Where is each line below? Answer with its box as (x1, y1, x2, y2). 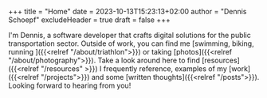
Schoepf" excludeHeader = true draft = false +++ (8, 15, 171, 24)
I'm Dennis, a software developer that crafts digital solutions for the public (8, 31, 251, 40)
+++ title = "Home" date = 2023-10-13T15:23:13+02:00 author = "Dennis (8, 7, 247, 16)
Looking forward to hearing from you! (8, 81, 132, 90)
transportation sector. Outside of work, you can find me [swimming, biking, (8, 39, 254, 48)
